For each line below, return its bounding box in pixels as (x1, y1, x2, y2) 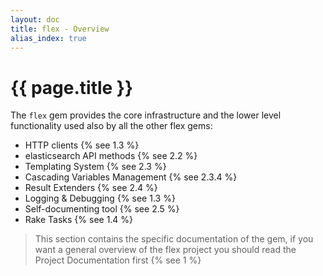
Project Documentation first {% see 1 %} (34, 254, 202, 266)
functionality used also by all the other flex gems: (10, 120, 213, 132)
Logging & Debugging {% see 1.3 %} (24, 192, 176, 205)
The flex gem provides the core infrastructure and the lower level (10, 109, 282, 121)
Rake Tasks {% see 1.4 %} (24, 214, 134, 226)
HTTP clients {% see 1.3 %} (24, 139, 140, 151)
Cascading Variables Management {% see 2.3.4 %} (24, 171, 238, 183)
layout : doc (10, 14, 60, 25)
